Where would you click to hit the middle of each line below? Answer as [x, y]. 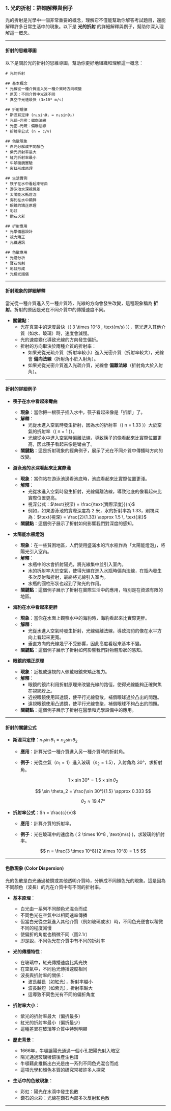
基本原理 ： [24, 898]
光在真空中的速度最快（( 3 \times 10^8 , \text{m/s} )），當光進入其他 [91, 327]
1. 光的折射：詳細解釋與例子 [39, 8]
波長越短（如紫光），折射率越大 [60, 988]
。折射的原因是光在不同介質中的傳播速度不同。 [59, 309]
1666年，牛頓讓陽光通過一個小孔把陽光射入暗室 [70, 1050]
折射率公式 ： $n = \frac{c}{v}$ [44, 813]
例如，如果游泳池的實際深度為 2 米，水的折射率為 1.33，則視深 [93, 510]
